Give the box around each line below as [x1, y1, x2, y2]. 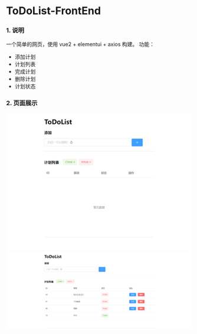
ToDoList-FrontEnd [6, 4, 101, 18]
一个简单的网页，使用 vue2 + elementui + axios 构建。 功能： [6, 41, 155, 48]
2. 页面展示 [6, 99, 38, 107]
